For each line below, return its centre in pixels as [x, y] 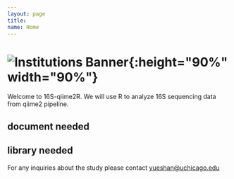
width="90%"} [53, 77]
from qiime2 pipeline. [38, 104]
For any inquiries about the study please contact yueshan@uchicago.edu [113, 168]
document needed [49, 126]
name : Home [23, 27]
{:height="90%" [178, 62]
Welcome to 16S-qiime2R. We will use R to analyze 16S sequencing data [112, 97]
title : [17, 21]
